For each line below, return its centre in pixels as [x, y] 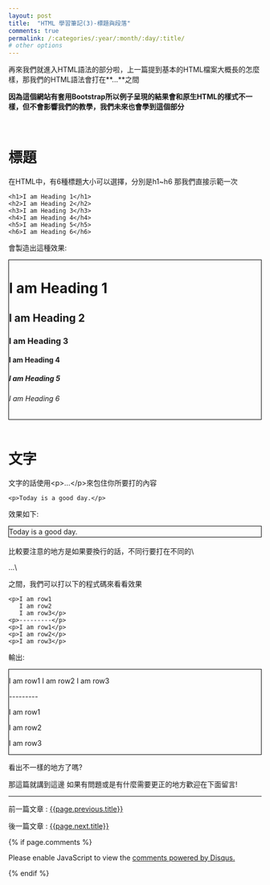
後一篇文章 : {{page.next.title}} [59, 826]
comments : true [34, 31]
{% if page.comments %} [50, 842]
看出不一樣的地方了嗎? [45, 767]
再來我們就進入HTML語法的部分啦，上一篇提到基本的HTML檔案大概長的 [127, 70]
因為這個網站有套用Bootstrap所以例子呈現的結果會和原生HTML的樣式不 [127, 96]
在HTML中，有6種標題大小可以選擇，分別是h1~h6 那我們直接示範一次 [123, 182]
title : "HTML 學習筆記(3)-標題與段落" [70, 23]
